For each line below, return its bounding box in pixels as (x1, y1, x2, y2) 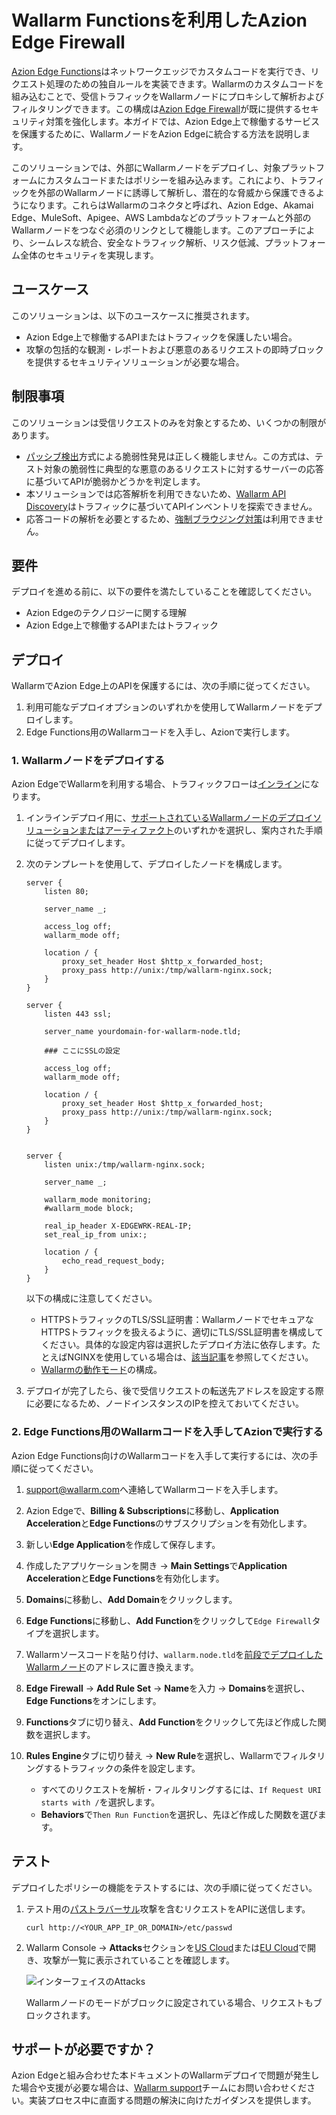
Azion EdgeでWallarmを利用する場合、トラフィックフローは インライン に (11, 778, 311, 790)
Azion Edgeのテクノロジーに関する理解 (25, 607, 188, 619)
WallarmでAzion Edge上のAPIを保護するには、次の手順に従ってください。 (11, 680, 316, 692)
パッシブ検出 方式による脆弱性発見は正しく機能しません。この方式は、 (25, 450, 315, 462)
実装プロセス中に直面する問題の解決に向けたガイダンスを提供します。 (28, 2094, 317, 2106)
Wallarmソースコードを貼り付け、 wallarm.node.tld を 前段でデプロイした (25, 1648, 324, 1660)
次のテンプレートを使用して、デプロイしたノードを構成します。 (25, 858, 288, 870)
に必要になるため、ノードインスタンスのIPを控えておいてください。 (25, 1397, 304, 1410)
